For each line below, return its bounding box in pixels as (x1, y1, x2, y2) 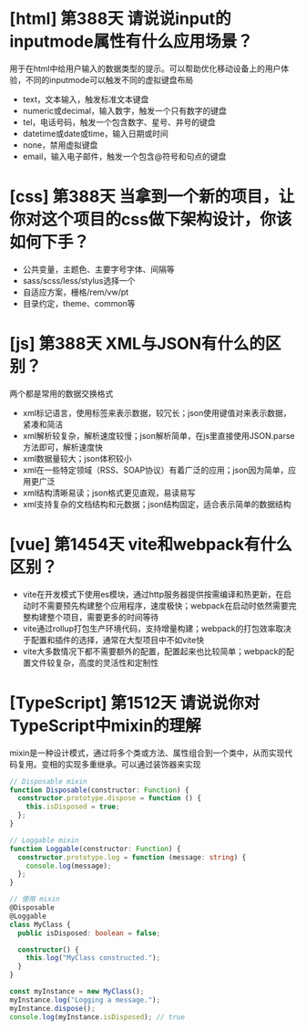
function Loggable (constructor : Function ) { (9, 844, 181, 853)
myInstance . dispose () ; (9, 1004, 96, 1013)
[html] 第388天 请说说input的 (9, 8, 232, 29)
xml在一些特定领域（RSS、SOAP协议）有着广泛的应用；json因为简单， (22, 464, 289, 475)
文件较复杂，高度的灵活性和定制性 (30, 657, 159, 668)
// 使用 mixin (9, 895, 61, 904)
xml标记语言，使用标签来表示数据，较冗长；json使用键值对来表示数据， (22, 407, 291, 418)
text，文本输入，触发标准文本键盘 (22, 93, 149, 105)
